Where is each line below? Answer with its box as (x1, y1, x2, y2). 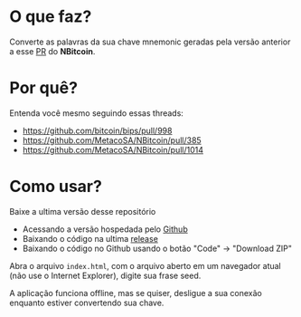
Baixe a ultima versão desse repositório (9, 206, 156, 216)
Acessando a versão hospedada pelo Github (22, 224, 188, 235)
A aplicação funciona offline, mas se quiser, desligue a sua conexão (9, 287, 262, 298)
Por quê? (9, 78, 79, 99)
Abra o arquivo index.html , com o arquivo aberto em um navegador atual (9, 260, 282, 271)
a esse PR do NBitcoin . (9, 45, 96, 56)
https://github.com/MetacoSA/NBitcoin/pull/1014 (22, 144, 203, 155)
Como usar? (9, 177, 102, 197)
